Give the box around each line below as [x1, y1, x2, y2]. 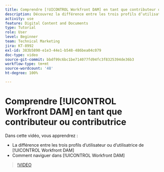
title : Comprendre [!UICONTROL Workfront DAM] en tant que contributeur [5, 7, 156, 12]
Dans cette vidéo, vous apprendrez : [5, 133, 78, 138]
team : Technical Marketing [5, 39, 60, 44]
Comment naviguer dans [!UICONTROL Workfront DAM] [12, 152, 125, 158]
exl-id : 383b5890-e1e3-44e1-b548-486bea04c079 [5, 48, 102, 53]
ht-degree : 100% [5, 71, 38, 76]
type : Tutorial [5, 25, 36, 30]
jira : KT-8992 [5, 43, 34, 48]
